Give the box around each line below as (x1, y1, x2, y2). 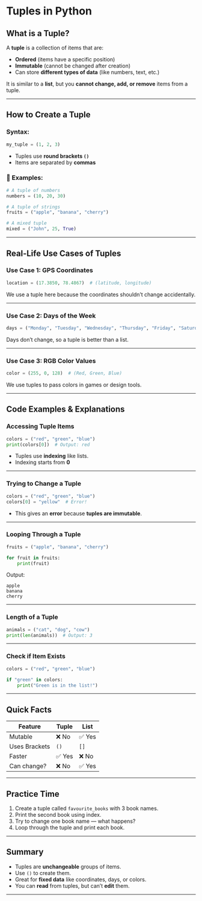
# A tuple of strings (6, 203, 61, 210)
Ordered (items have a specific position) (14, 56, 115, 63)
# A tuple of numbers (6, 187, 61, 193)
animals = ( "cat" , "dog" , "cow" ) (6, 627, 90, 633)
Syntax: (6, 128, 30, 136)
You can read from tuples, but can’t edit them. (14, 882, 130, 889)
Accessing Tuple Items (6, 423, 75, 431)
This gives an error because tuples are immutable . (14, 510, 142, 517)
